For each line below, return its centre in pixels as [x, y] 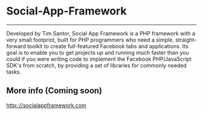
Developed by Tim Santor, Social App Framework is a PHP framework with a [101, 33]
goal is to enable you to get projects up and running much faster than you [98, 52]
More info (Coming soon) [54, 91]
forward [16, 46]
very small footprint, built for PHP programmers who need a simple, [90, 40]
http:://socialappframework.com [46, 105]
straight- [186, 40]
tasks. [14, 72]
